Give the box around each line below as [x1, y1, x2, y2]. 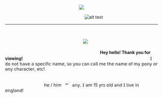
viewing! [5, 56, 23, 61]
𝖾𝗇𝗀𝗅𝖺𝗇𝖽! [5, 87, 24, 93]
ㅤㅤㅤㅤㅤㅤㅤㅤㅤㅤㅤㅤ [109, 76, 156, 82]
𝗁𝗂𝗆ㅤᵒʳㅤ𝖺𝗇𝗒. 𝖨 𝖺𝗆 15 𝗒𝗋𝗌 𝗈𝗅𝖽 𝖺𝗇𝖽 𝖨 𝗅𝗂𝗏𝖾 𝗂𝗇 [53, 82, 139, 88]
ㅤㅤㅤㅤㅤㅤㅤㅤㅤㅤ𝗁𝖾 [5, 82, 50, 88]
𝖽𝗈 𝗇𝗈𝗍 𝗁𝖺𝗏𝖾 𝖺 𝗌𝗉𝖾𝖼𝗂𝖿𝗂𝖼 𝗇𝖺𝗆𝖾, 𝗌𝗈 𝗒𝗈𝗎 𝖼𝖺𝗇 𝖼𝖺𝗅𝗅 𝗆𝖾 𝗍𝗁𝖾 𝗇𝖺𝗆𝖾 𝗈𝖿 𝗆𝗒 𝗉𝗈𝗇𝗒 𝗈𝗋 [5, 61, 158, 67]
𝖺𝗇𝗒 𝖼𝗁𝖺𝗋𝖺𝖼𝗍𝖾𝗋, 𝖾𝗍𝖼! [5, 66, 45, 72]
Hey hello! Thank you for [100, 50, 151, 55]
